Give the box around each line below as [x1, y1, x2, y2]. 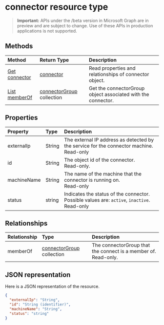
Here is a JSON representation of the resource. [5, 284, 100, 289]
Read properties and [88, 65, 136, 72]
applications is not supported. [17, 28, 77, 34]
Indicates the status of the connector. [64, 191, 150, 197]
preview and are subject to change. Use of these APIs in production [17, 22, 153, 28]
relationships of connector [88, 71, 149, 77]
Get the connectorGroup [88, 85, 145, 92]
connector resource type [5, 1, 108, 13]
